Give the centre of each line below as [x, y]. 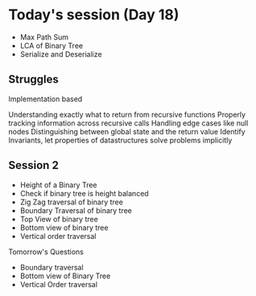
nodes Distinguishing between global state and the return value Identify [127, 131]
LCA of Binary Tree [51, 45]
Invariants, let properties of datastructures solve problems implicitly [120, 140]
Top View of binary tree [59, 219]
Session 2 [33, 165]
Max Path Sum [44, 37]
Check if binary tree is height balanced [84, 193]
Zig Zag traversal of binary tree [71, 202]
